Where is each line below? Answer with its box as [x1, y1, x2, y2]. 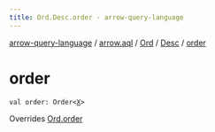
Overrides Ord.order [9, 113, 83, 124]
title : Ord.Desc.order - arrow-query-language [9, 12, 184, 22]
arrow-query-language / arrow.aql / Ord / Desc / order [9, 37, 206, 48]
